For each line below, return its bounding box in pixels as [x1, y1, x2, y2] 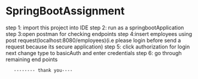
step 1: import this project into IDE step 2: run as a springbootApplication [5, 24, 184, 31]
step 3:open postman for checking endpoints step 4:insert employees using [5, 30, 193, 37]
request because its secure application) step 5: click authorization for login [5, 43, 190, 50]
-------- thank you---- [13, 67, 73, 73]
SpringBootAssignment [5, 4, 125, 18]
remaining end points [5, 56, 58, 63]
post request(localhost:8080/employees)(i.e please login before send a [5, 37, 181, 44]
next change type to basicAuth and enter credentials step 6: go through [5, 49, 182, 56]
